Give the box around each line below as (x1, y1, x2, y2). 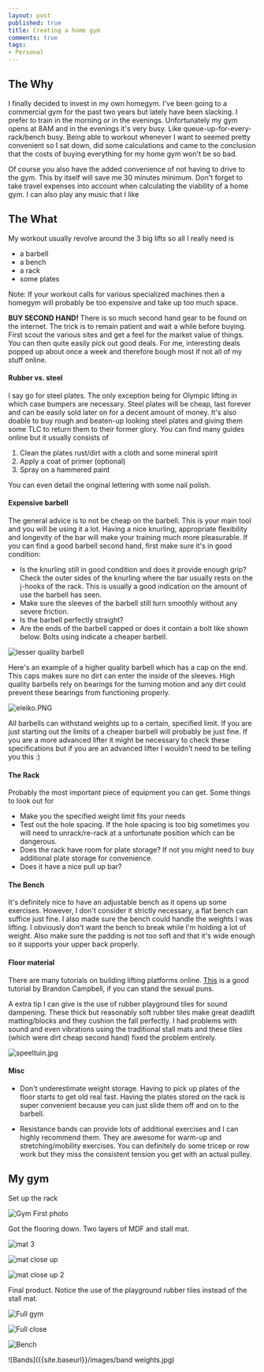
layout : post (8, 11, 51, 20)
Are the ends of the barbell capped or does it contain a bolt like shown (19, 624, 249, 633)
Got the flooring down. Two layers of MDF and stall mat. (8, 1223, 190, 1234)
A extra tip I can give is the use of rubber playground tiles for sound (8, 999, 228, 1008)
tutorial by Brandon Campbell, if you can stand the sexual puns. (8, 984, 214, 993)
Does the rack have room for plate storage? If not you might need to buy (19, 845, 255, 855)
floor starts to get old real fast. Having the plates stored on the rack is (19, 1092, 246, 1102)
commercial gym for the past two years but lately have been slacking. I (8, 107, 238, 116)
